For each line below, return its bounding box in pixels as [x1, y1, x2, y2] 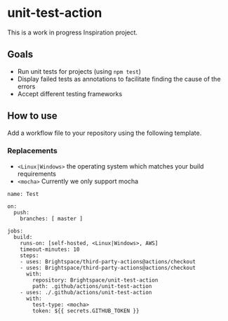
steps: [20, 251, 39, 259]
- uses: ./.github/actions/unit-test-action [20, 289, 152, 296]
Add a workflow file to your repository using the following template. [7, 129, 202, 137]
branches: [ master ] [20, 215, 83, 222]
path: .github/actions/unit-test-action [32, 282, 152, 289]
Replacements [7, 146, 58, 156]
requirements [17, 169, 56, 178]
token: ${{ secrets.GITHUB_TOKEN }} [32, 307, 140, 314]
